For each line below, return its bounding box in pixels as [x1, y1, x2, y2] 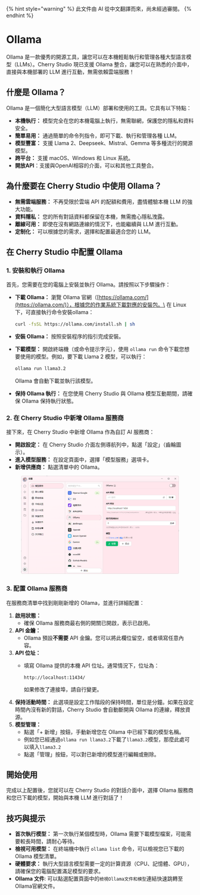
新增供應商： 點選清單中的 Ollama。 [14, 463, 103, 470]
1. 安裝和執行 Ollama [6, 266, 65, 275]
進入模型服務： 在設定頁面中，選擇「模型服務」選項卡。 [14, 456, 152, 463]
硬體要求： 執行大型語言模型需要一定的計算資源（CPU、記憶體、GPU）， [14, 860, 193, 868]
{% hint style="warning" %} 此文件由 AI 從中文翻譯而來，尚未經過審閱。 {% [6, 5, 192, 12]
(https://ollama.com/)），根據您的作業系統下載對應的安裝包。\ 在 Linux [14, 301, 186, 309]
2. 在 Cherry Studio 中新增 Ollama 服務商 [6, 414, 124, 422]
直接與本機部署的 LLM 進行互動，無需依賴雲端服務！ [6, 68, 135, 75]
